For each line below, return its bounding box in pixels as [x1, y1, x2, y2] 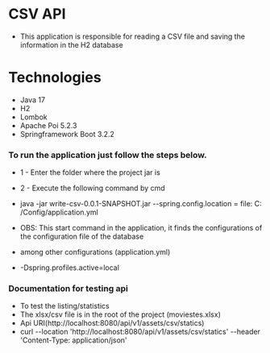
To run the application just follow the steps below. [8, 149, 207, 160]
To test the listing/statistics [19, 301, 110, 311]
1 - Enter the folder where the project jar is [19, 168, 161, 177]
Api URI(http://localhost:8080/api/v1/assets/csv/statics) [19, 318, 205, 328]
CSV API [8, 5, 66, 23]
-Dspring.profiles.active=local [19, 263, 119, 272]
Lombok [19, 112, 48, 122]
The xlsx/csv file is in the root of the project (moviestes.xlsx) [19, 309, 222, 319]
